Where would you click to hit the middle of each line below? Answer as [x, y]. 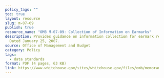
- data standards [27, 59]
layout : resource [23, 18]
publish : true [20, 28]
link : [10, 68]
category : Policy [23, 50]
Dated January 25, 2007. [35, 41]
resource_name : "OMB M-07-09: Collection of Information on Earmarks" [78, 32]
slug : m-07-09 [20, 23]
